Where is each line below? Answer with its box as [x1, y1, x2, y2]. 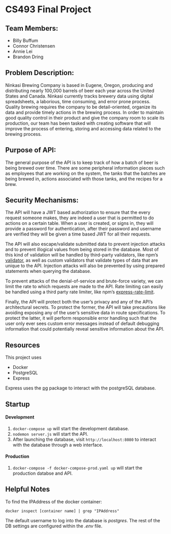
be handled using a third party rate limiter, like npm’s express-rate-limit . [5, 289, 155, 295]
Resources [5, 341, 40, 350]
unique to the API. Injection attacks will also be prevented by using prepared [5, 263, 165, 269]
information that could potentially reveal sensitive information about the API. [5, 326, 164, 332]
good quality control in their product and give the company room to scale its [5, 114, 164, 121]
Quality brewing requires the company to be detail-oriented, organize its [5, 104, 157, 110]
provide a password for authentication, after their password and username [5, 226, 161, 232]
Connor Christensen [12, 43, 55, 49]
